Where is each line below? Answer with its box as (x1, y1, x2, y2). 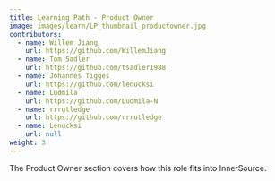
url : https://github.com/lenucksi (25, 80, 154, 89)
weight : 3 (9, 138, 47, 147)
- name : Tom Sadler (17, 55, 90, 64)
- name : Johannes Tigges (17, 72, 110, 81)
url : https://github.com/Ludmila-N (25, 96, 159, 106)
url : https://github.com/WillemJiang (25, 47, 167, 56)
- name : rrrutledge (17, 105, 90, 114)
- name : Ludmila (17, 88, 78, 97)
